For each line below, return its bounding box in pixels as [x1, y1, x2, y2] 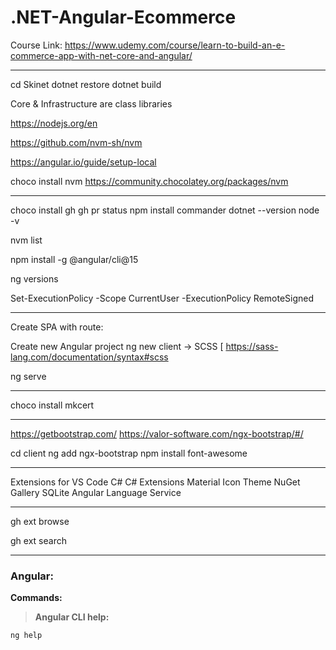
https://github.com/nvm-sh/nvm [10, 136, 143, 148]
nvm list [10, 234, 43, 246]
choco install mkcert [10, 399, 95, 411]
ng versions [10, 272, 59, 285]
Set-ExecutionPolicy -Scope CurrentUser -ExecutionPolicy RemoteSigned [10, 292, 315, 304]
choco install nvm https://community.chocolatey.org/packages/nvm [10, 175, 289, 187]
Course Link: [10, 39, 63, 51]
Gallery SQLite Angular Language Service [10, 486, 182, 498]
